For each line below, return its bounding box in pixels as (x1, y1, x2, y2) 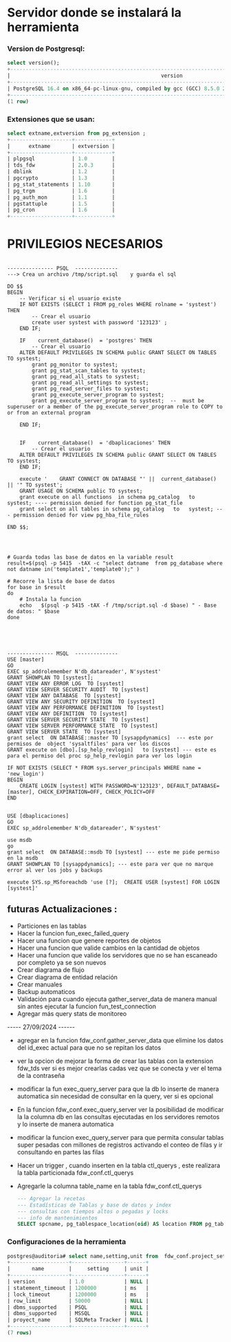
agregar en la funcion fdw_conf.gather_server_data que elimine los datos (16, 1036, 223, 1044)
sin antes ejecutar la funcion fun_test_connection (16, 1002, 157, 1010)
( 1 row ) (7, 98, 30, 105)
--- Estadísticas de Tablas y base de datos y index (16, 1202, 172, 1209)
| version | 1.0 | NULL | (7, 1278, 149, 1286)
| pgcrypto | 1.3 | (7, 175, 115, 182)
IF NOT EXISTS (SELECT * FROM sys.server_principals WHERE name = (7, 765, 201, 772)
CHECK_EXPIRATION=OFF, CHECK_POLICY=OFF (37, 789, 155, 796)
